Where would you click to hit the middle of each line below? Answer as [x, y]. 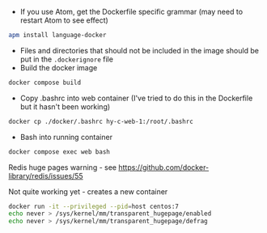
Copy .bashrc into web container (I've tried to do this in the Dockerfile [136, 98]
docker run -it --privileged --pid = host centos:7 [94, 206]
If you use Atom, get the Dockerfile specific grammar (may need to [131, 12]
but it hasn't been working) [65, 106]
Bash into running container [66, 137]
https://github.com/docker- [164, 167]
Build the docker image [59, 67]
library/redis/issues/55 [46, 176]
